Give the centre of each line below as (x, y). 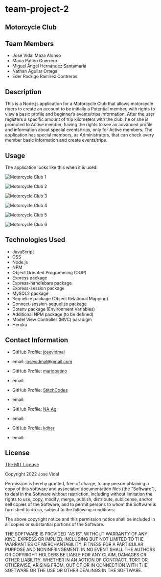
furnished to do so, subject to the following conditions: (60, 510)
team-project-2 (37, 9)
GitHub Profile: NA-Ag (34, 409)
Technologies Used (35, 240)
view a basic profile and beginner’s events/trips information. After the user (80, 114)
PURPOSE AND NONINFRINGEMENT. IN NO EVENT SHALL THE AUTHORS (80, 550)
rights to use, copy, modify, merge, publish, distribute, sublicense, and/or (79, 499)
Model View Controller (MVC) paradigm (52, 319)
